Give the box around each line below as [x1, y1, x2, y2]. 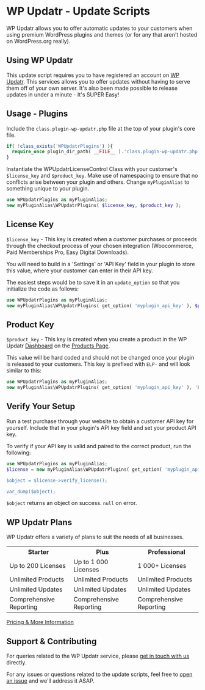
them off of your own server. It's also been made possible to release [6, 84, 178, 92]
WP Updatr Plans [6, 517, 72, 528]
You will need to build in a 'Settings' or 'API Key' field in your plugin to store [6, 260, 195, 267]
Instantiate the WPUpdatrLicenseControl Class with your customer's [6, 165, 178, 173]
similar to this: [6, 367, 41, 374]
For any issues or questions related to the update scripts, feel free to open [6, 670, 193, 678]
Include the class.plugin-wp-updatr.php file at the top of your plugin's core [6, 125, 195, 132]
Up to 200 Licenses [9, 562, 66, 570]
